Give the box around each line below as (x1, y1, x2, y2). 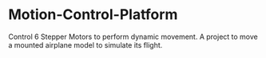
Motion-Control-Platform (8, 6, 178, 24)
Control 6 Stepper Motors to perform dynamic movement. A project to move (8, 32, 258, 41)
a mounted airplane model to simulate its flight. (8, 40, 163, 49)
